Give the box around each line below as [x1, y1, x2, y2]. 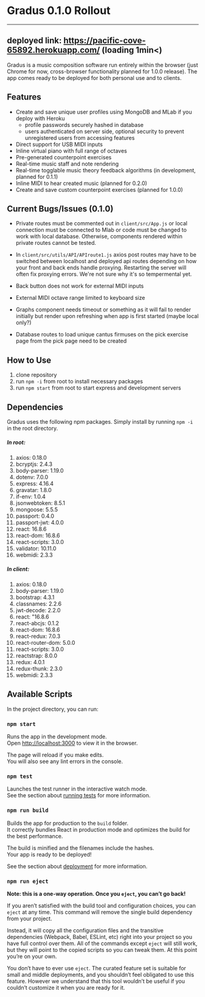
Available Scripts [7, 689, 72, 700]
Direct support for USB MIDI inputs [15, 140, 103, 148]
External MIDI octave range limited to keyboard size [15, 294, 145, 302]
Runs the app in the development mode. [7, 733, 107, 741]
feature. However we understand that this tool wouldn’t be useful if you [7, 977, 185, 985]
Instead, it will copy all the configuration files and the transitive [7, 926, 164, 934]
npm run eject [7, 877, 49, 885]
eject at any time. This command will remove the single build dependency [7, 908, 193, 916]
